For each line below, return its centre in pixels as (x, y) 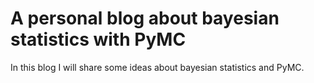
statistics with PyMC (98, 39)
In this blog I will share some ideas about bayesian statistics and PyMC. (157, 67)
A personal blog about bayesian (145, 18)
